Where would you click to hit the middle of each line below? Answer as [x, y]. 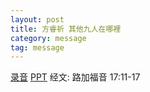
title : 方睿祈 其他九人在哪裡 [66, 29]
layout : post [37, 19]
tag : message [37, 47]
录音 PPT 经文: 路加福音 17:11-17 [75, 77]
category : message [48, 38]
